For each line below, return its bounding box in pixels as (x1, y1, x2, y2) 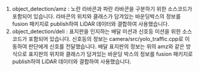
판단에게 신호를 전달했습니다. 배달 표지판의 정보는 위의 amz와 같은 (28, 43, 185, 50)
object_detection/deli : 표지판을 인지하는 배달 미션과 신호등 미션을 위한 (12, 28, 181, 35)
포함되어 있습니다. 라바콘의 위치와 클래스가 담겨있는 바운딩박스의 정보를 (12, 13, 181, 20)
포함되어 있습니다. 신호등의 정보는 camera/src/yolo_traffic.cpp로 (28, 35, 184, 42)
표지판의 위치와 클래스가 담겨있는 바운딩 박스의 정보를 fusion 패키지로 (28, 51, 193, 57)
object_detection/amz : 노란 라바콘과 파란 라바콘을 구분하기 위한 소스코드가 (12, 5, 192, 12)
